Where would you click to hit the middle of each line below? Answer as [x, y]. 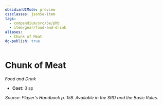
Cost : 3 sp [23, 88]
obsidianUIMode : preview [30, 9]
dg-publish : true [23, 41]
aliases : [14, 32]
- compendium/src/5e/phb [35, 23]
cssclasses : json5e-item [30, 14]
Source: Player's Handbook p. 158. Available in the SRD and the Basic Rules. [82, 97]
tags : [10, 18]
